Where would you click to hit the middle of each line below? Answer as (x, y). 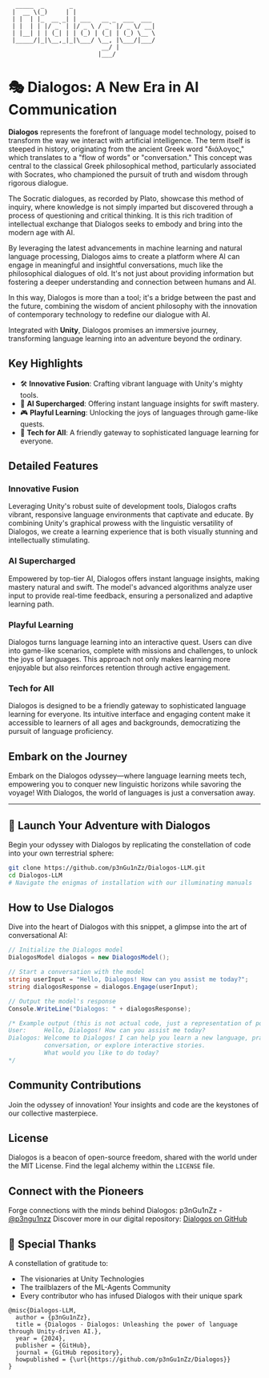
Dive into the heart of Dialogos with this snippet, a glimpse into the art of (128, 927)
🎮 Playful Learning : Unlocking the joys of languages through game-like (139, 412)
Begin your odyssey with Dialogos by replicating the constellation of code (130, 844)
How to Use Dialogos (61, 907)
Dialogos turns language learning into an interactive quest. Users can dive (130, 643)
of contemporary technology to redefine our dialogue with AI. (109, 314)
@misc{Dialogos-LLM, (43, 1311)
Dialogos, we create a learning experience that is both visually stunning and (133, 532)
